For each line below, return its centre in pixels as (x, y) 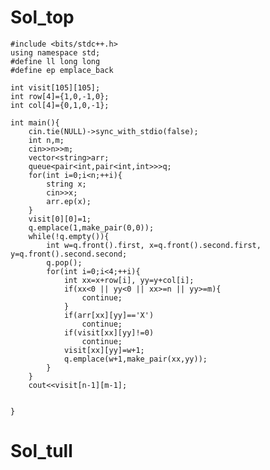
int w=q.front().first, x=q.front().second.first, (154, 245)
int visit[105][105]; (55, 87)
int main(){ (35, 122)
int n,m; (46, 140)
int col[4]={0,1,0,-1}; (60, 105)
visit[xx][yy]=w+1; (104, 350)
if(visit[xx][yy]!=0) (109, 332)
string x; (66, 184)
